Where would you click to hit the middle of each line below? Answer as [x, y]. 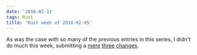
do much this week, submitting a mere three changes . [72, 46]
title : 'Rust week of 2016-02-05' [49, 22]
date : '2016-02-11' [31, 12]
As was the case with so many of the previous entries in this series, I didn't [99, 40]
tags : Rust [20, 17]
